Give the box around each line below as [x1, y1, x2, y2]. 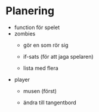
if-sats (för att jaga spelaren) [23, 53, 94, 60]
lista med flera [23, 64, 59, 72]
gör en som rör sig [23, 41, 69, 49]
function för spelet [14, 24, 60, 31]
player [14, 76, 30, 83]
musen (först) [23, 87, 57, 94]
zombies [14, 30, 36, 37]
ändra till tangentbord [23, 99, 77, 106]
